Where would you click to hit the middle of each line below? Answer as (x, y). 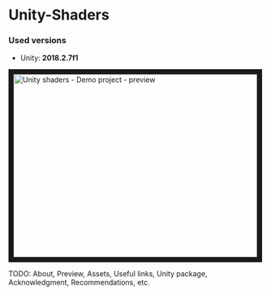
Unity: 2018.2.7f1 (49, 58)
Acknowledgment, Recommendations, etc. (79, 283)
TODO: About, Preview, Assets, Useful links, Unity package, (108, 274)
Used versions (37, 41)
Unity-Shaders (59, 15)
